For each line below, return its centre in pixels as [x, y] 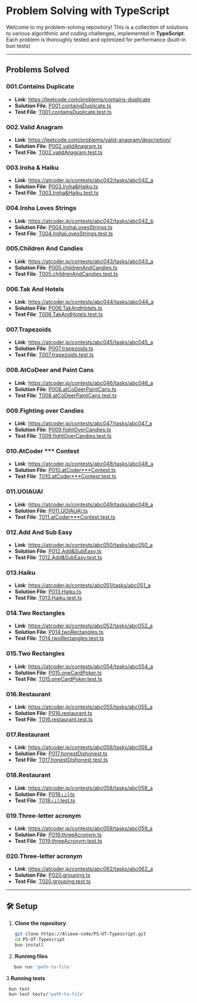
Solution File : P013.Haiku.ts [48, 592]
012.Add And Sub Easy [39, 532]
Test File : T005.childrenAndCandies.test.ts [66, 274]
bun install [29, 945]
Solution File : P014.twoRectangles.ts [59, 632]
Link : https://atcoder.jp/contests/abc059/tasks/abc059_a [84, 828]
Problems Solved [38, 70]
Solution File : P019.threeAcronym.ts [58, 834]
